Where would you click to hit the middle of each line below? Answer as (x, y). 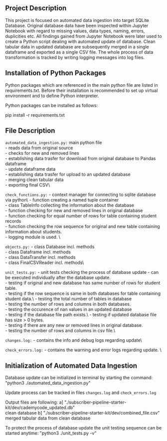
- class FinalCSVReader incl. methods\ (45, 263)
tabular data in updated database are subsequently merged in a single (77, 46)
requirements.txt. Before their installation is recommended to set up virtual (82, 90)
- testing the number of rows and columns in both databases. (68, 304)
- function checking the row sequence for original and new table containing (83, 226)
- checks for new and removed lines (42, 153)
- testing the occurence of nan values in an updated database (69, 309)
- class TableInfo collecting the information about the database (70, 205)
